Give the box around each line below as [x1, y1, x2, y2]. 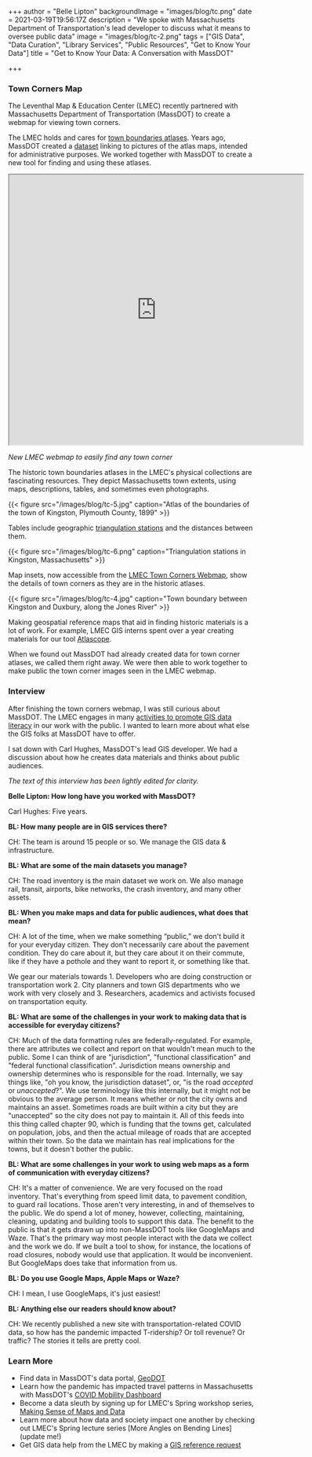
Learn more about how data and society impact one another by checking [19, 1415, 256, 1424]
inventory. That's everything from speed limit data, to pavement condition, [8, 1191, 248, 1201]
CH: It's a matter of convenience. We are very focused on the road [8, 1183, 223, 1192]
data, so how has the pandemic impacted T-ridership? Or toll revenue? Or [8, 1327, 245, 1337]
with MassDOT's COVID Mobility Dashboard [19, 1389, 162, 1399]
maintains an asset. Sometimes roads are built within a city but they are [8, 1102, 239, 1112]
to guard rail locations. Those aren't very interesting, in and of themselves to [8, 1199, 255, 1209]
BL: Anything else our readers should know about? [8, 1304, 176, 1313]
